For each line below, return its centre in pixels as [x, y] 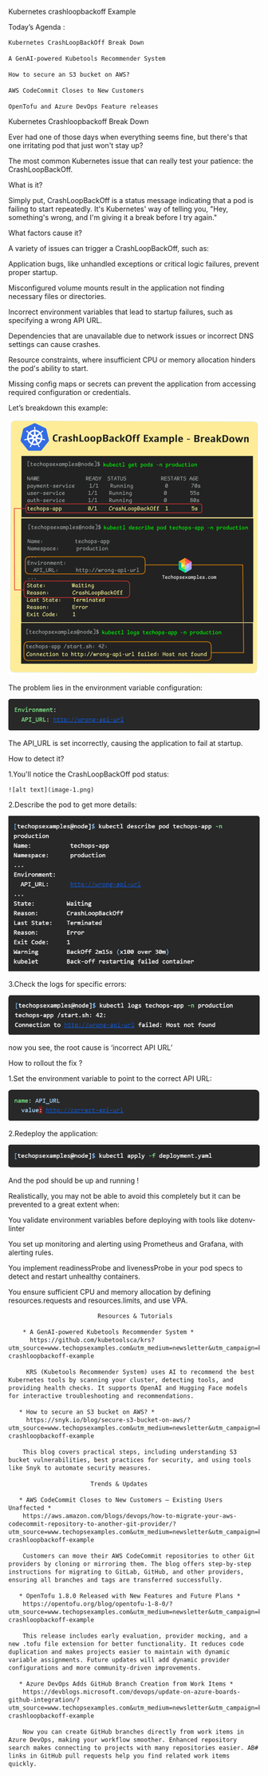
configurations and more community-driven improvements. [105, 1668]
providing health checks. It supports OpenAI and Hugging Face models [128, 1388]
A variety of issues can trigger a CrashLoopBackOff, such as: [109, 248]
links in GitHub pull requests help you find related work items [119, 1756]
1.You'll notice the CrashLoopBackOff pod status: [89, 774]
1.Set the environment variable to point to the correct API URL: [110, 1078]
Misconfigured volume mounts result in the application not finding [116, 288]
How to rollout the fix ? [45, 1063]
